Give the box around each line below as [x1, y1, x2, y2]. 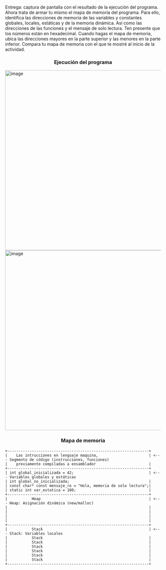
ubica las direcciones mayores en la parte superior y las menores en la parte [5, 36, 161, 42]
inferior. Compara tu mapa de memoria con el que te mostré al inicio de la [5, 41, 155, 47]
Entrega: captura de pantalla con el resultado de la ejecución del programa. [5, 4, 159, 10]
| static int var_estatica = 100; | [5, 488, 152, 493]
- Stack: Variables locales [5, 531, 63, 536]
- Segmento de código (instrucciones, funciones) [5, 457, 110, 462]
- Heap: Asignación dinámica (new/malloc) [5, 500, 94, 505]
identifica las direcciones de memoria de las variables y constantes [5, 15, 142, 20]
